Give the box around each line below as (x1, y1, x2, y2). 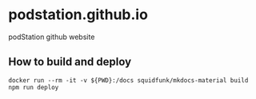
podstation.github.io (8, 6, 148, 24)
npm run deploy (8, 83, 59, 91)
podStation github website (8, 32, 95, 42)
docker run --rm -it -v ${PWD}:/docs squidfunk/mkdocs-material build (8, 76, 249, 85)
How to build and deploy (8, 55, 132, 69)
